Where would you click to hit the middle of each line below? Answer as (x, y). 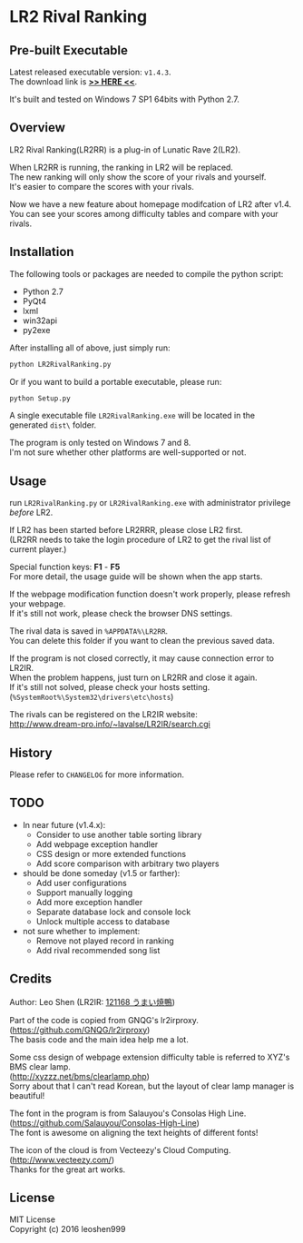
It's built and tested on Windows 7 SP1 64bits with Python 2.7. (125, 99)
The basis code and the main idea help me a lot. (99, 1039)
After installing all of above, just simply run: (90, 348)
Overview (38, 128)
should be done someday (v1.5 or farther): (101, 873)
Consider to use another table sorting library (119, 834)
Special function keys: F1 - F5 (65, 567)
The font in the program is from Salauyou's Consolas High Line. (128, 1113)
